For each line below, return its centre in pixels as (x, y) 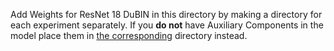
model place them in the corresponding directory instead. (129, 35)
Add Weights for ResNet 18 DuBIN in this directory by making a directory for (166, 14)
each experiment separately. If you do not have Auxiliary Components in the (167, 25)
